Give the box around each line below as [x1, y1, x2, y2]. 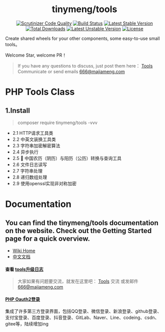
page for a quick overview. [5, 234, 91, 243]
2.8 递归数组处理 [12, 174, 47, 180]
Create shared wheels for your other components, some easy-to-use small [5, 35, 160, 41]
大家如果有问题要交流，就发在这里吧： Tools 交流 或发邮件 [17, 279, 139, 285]
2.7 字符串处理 [12, 168, 43, 174]
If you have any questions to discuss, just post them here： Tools [17, 63, 153, 69]
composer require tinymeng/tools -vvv [17, 120, 98, 126]
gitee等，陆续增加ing [5, 321, 49, 327]
